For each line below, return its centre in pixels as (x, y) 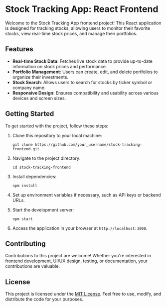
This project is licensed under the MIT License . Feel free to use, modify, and (83, 294)
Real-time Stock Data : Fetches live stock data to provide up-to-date (83, 61)
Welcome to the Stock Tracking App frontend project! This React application (83, 23)
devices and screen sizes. (39, 98)
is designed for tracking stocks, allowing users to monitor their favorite (78, 28)
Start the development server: (43, 209)
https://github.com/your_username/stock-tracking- (88, 145)
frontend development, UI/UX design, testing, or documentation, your (77, 261)
